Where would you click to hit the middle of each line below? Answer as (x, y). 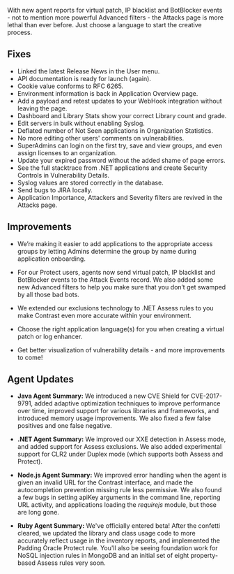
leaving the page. (42, 108)
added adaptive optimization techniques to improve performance (127, 403)
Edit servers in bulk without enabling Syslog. (81, 123)
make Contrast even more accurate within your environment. (104, 315)
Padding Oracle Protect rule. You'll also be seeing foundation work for (117, 548)
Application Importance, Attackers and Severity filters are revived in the (120, 197)
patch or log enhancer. (50, 336)
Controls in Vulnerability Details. (63, 175)
